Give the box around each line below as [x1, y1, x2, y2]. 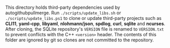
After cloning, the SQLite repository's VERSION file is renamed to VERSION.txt [5, 26, 164, 32]
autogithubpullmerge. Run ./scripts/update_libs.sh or [5, 10, 121, 16]
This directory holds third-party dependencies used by [5, 5, 121, 10]
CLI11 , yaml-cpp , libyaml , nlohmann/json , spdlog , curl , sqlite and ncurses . [5, 20, 165, 27]
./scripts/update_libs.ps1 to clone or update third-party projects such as [5, 15, 162, 21]
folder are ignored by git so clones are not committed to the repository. [5, 37, 154, 43]
